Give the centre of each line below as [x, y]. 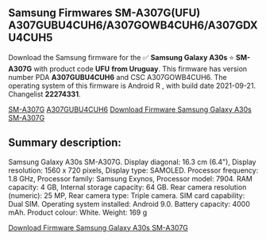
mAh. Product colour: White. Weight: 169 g [78, 212]
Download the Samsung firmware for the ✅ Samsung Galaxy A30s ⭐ [121, 57]
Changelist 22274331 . [44, 93]
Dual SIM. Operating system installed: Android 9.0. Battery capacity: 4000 [129, 204]
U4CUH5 [31, 38]
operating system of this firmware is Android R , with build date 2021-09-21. [132, 86]
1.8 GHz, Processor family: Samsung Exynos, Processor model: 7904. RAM [130, 178]
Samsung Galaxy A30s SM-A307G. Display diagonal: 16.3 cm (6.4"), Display [132, 162]
